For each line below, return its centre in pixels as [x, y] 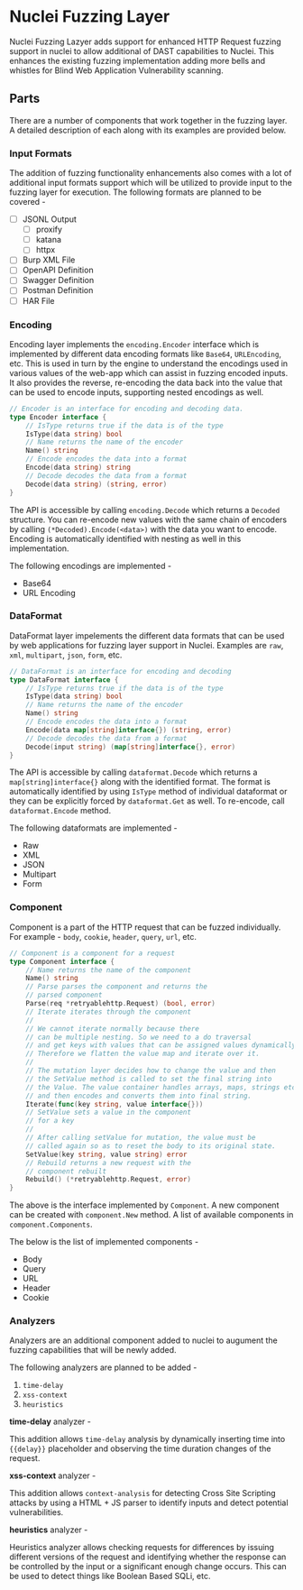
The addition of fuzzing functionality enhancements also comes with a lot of [151, 173]
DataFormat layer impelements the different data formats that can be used [147, 635]
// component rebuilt [66, 1171]
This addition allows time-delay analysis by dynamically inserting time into [147, 1439]
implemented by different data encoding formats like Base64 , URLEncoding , [146, 354]
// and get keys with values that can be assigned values [137, 1045]
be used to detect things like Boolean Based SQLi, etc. [110, 1576]
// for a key [50, 1121]
